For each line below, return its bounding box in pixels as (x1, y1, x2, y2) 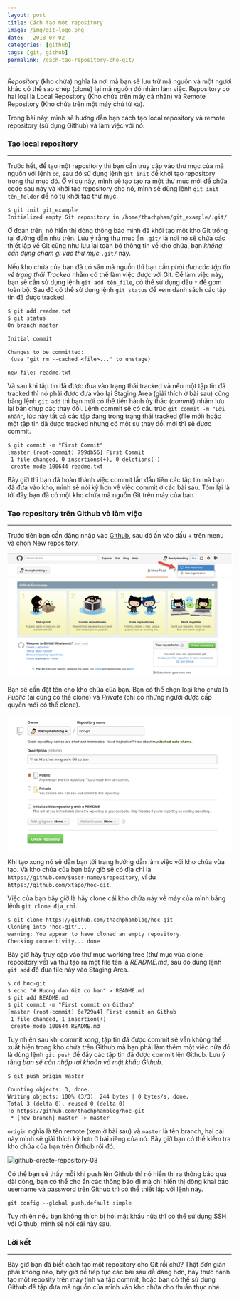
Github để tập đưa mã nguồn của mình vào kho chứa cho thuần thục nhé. (7, 1283, 222, 1292)
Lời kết (7, 1237, 31, 1247)
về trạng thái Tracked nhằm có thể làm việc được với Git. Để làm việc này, (7, 271, 224, 279)
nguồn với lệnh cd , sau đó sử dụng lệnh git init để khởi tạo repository (7, 170, 216, 178)
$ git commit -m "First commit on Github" (7, 1001, 135, 1008)
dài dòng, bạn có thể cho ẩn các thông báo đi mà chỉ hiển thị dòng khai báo (7, 1177, 229, 1185)
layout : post (7, 11, 46, 19)
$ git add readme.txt (7, 308, 72, 315)
